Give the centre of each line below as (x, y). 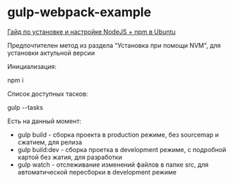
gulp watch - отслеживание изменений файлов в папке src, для (113, 164)
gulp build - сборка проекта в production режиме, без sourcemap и (118, 134)
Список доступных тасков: (48, 94)
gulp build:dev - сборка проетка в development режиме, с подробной (122, 149)
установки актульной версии (51, 53)
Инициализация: (32, 66)
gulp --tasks (25, 107)
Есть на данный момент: (44, 121)
